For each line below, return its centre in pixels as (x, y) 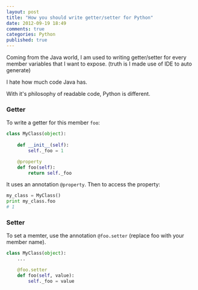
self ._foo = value (51, 281)
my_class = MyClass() (34, 196)
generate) (19, 70)
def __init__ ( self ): (43, 145)
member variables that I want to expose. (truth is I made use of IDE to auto (99, 64)
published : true (27, 40)
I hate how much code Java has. (47, 82)
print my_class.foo (31, 201)
